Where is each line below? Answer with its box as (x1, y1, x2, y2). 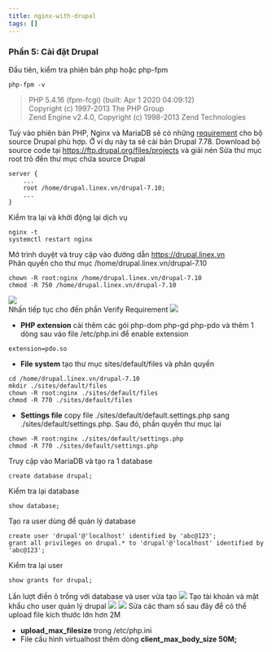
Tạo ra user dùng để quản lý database (8, 516, 136, 526)
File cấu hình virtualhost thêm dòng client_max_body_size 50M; (20, 634, 238, 644)
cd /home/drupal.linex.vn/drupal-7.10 (8, 374, 140, 383)
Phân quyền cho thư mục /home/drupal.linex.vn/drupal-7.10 (8, 258, 208, 268)
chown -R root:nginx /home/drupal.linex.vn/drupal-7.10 (8, 273, 202, 282)
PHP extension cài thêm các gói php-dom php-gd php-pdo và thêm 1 (20, 320, 254, 330)
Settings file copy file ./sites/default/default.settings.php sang (20, 410, 230, 420)
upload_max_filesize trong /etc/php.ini (20, 625, 152, 635)
